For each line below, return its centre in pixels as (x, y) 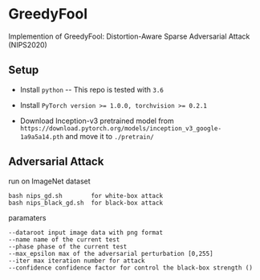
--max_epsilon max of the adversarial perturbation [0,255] (111, 253)
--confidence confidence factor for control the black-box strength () (130, 268)
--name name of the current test (64, 239)
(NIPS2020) (28, 44)
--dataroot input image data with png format (85, 233)
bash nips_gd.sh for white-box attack (85, 196)
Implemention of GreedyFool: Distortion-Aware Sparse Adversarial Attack (129, 36)
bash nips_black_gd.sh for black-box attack (85, 203)
